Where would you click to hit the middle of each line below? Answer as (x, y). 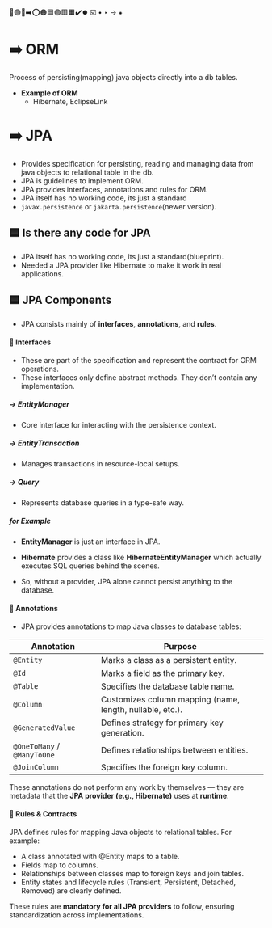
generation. (122, 732)
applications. (42, 273)
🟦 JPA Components (61, 300)
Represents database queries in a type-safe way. (103, 502)
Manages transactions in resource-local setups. (100, 463)
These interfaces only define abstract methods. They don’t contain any (139, 377)
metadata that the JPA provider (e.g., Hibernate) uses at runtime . (119, 795)
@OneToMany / (36, 745)
